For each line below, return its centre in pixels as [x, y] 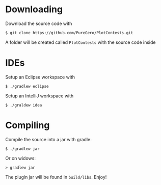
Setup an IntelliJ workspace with [39, 96]
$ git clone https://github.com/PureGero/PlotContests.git [69, 33]
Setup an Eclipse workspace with [40, 77]
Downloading [34, 9]
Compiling [28, 125]
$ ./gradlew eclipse [27, 86]
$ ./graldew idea [24, 105]
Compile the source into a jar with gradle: [48, 139]
